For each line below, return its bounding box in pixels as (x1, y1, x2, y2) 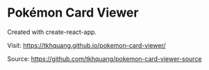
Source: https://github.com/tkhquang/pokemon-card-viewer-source (7, 54, 202, 63)
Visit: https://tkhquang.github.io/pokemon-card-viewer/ (7, 41, 166, 49)
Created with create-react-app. (7, 28, 97, 36)
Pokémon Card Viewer (7, 5, 139, 21)
